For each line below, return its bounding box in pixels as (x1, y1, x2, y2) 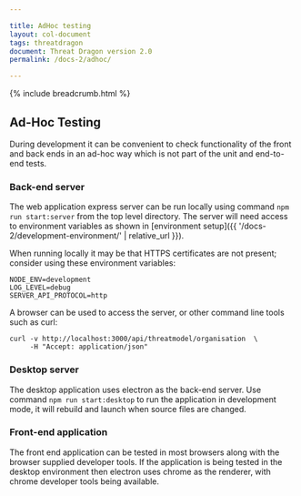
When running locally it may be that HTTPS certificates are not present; (9, 248, 277, 259)
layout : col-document (9, 29, 92, 39)
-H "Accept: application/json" (29, 342, 148, 351)
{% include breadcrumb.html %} (9, 88, 131, 99)
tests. (25, 157, 47, 168)
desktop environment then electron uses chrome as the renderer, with (9, 466, 271, 477)
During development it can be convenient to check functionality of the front (9, 138, 292, 149)
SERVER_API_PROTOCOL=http (9, 291, 107, 300)
